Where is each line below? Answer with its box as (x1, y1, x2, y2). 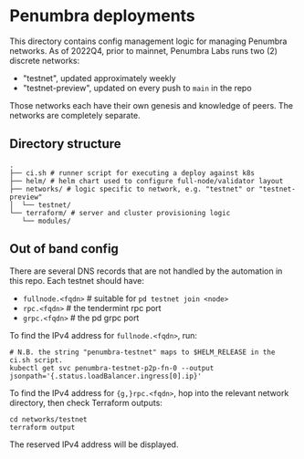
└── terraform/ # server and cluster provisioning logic (9, 208, 231, 217)
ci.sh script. (9, 355, 64, 365)
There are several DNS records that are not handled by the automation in (9, 266, 283, 276)
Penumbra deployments (9, 5, 196, 26)
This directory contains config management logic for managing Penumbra (9, 36, 288, 47)
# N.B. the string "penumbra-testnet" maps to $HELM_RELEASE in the (9, 348, 276, 357)
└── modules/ (21, 216, 71, 225)
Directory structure (9, 136, 121, 151)
